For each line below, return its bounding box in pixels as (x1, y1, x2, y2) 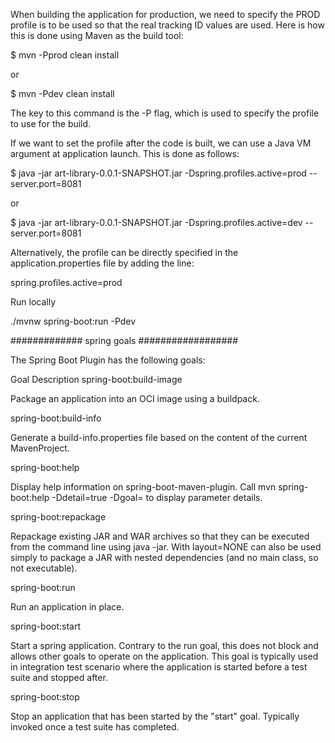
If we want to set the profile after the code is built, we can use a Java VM (10, 137, 312, 149)
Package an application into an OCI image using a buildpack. (10, 393, 260, 404)
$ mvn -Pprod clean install (10, 49, 120, 61)
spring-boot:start (10, 620, 81, 632)
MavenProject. (10, 442, 70, 454)
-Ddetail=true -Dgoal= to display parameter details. (51, 492, 263, 503)
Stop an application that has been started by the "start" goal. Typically (10, 710, 300, 722)
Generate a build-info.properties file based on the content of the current (10, 432, 308, 443)
